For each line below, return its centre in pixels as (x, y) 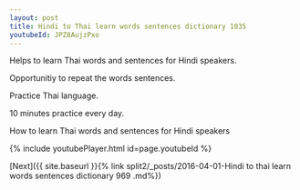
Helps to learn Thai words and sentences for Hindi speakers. (123, 61)
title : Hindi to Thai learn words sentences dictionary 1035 (128, 26)
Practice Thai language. (54, 95)
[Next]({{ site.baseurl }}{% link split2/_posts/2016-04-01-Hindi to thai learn (150, 166)
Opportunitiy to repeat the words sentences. (93, 78)
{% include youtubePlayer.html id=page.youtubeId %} (111, 149)
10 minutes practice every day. (67, 114)
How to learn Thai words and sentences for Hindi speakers (120, 131)
